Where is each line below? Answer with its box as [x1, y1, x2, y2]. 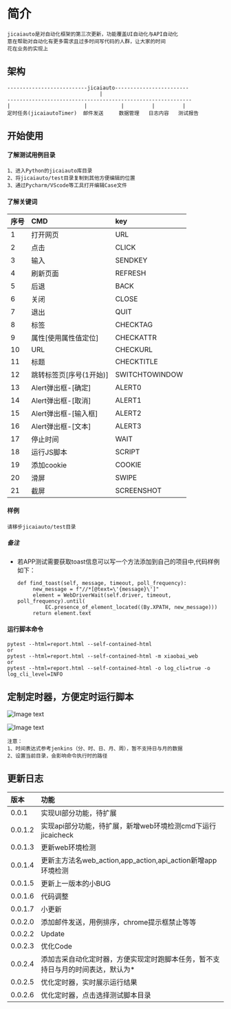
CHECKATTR [115, 333, 157, 342]
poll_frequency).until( [16, 597, 86, 605]
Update [41, 929, 65, 938]
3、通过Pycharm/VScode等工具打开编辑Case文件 [7, 182, 127, 189]
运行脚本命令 [7, 625, 43, 633]
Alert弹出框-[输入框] [31, 408, 98, 418]
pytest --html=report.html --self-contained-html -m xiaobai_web [7, 652, 198, 660]
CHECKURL [115, 344, 153, 354]
